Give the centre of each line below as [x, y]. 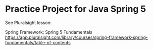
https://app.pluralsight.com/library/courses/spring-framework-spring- [76, 37]
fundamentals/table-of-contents [38, 42]
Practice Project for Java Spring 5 [76, 9]
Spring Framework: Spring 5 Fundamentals [49, 32]
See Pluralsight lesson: [28, 23]
